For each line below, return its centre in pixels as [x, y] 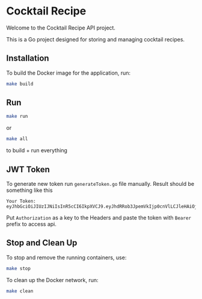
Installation [28, 58]
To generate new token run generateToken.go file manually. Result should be [100, 184]
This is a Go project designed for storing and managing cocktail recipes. [96, 39]
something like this [29, 190]
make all [17, 139]
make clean [20, 291]
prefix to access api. [32, 224]
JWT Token [28, 169]
